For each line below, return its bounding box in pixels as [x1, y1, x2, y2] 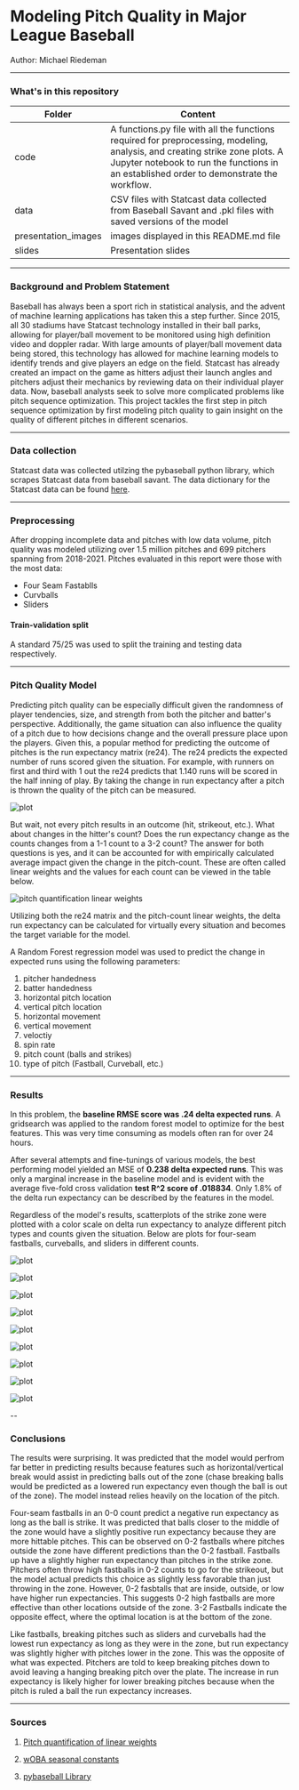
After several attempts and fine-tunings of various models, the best [10, 1154, 256, 1165]
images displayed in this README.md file [110, 230, 281, 242]
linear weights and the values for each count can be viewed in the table [10, 866, 271, 877]
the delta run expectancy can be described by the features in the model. [10, 1192, 274, 1203]
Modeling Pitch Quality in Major [10, 6, 247, 27]
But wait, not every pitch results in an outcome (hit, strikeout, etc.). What [10, 818, 275, 829]
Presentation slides [110, 245, 190, 257]
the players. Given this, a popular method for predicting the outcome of [10, 737, 270, 748]
